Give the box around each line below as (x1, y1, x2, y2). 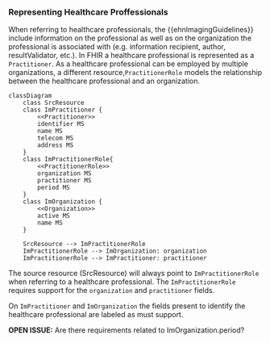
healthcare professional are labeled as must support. (8, 310, 184, 320)
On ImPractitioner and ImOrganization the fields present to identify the (8, 301, 246, 311)
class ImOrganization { (23, 198, 103, 206)
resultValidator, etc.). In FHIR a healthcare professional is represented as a (8, 51, 255, 61)
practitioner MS (37, 177, 92, 185)
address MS (37, 141, 74, 149)
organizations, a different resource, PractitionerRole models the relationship (8, 68, 263, 77)
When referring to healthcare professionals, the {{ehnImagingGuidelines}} (8, 25, 254, 35)
